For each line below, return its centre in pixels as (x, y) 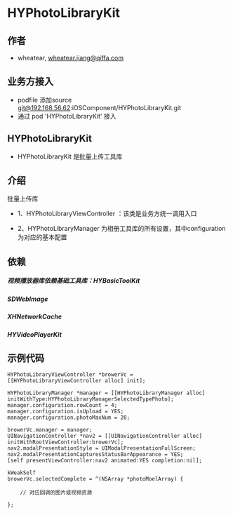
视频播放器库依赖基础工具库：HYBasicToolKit (74, 281)
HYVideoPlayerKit (34, 334)
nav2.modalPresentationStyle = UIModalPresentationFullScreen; (102, 448)
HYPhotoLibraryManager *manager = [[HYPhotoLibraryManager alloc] (106, 393)
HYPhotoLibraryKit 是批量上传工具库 (70, 156)
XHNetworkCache (34, 316)
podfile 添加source (45, 100)
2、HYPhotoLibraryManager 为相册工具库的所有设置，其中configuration (121, 229)
